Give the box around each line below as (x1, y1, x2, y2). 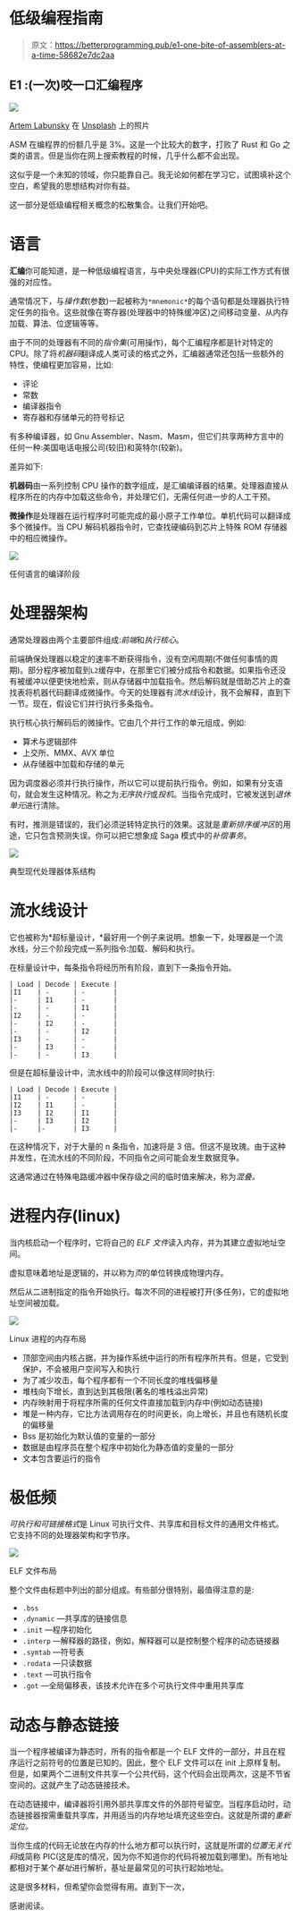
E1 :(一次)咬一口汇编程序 (9, 78, 143, 93)
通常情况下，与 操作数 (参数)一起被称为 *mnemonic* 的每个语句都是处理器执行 (9, 295, 282, 306)
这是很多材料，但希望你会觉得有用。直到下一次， (9, 1881, 189, 1892)
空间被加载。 (16, 1297, 64, 1308)
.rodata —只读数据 (21, 1658, 92, 1669)
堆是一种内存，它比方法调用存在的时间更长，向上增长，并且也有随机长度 (21, 1408, 288, 1419)
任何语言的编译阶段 (9, 568, 80, 579)
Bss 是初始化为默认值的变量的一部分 (21, 1431, 156, 1441)
